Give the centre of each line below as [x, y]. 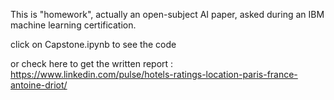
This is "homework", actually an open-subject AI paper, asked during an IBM [167, 14]
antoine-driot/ [39, 85]
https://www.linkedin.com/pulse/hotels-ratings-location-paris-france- [154, 74]
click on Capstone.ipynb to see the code [93, 44]
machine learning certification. [73, 25]
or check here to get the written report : [92, 63]
